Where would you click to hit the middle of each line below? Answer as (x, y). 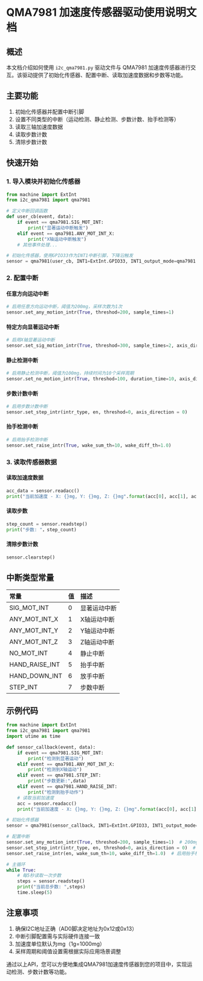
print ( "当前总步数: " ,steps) (51, 887)
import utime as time (34, 737)
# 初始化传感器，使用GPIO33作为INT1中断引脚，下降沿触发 (70, 256)
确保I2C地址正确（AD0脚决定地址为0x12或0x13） (76, 928)
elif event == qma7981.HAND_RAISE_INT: (67, 787)
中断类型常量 (30, 578)
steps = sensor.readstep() (51, 881)
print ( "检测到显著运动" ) (56, 758)
